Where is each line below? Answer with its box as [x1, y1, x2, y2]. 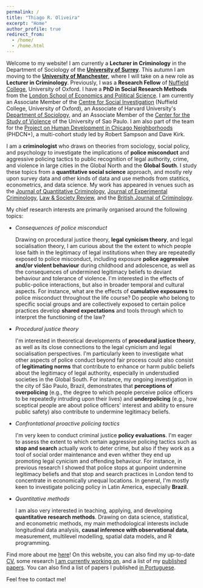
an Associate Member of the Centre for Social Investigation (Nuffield [6, 98, 178, 105]
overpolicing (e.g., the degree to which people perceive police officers [15, 389, 193, 396]
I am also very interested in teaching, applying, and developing [15, 507, 173, 514]
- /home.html [12, 43, 45, 49]
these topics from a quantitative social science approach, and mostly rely [6, 168, 193, 175]
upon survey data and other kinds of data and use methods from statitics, [6, 175, 190, 182]
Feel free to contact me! [6, 575, 66, 583]
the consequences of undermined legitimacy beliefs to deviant [15, 268, 172, 275]
